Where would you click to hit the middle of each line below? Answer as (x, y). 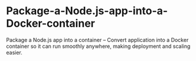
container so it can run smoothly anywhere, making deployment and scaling (98, 46)
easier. (14, 52)
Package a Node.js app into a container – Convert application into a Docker (97, 40)
